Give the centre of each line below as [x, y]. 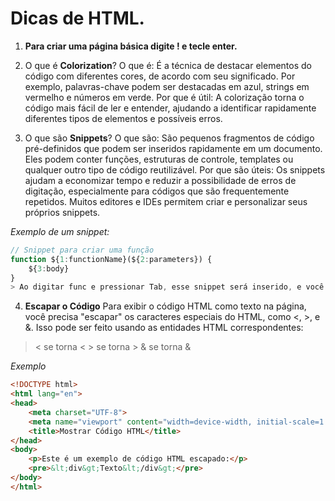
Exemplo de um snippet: [60, 231]
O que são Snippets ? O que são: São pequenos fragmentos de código [169, 138]
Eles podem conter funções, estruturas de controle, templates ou [159, 159]
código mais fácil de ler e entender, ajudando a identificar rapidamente [170, 108]
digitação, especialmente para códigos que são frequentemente [157, 191]
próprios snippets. [62, 212]
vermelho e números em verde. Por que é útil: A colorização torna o [164, 97]
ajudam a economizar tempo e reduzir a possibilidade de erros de [160, 180]
